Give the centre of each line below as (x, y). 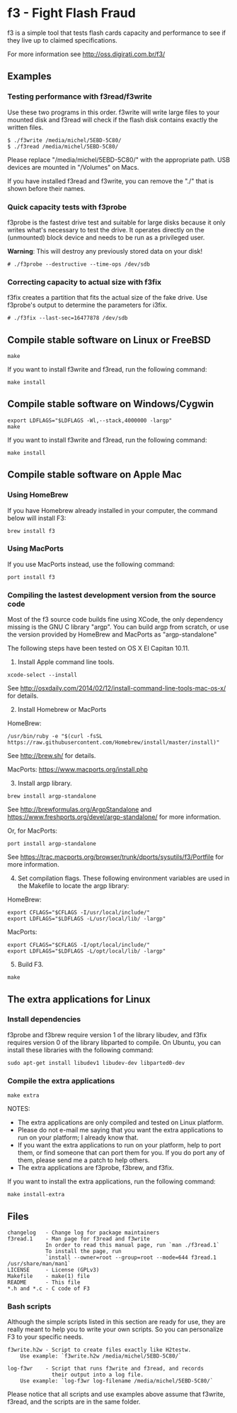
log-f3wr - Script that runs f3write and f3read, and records (105, 1369)
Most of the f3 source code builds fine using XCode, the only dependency (115, 619)
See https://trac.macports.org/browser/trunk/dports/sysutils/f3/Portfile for (116, 857)
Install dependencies (44, 1019)
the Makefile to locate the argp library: (73, 886)
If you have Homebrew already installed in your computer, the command (112, 510)
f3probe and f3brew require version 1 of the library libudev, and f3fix (107, 1034)
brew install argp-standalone (52, 796)
